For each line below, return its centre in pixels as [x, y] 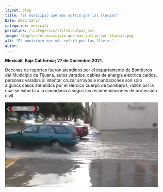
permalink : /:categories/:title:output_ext [50, 31]
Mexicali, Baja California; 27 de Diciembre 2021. [54, 60]
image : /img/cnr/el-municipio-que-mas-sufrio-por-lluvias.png [69, 36]
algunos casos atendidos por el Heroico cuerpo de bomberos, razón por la [80, 85]
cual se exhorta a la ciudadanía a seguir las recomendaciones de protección [81, 90]
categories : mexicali [27, 26]
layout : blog [18, 10]
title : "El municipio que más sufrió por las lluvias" [62, 15]
